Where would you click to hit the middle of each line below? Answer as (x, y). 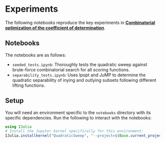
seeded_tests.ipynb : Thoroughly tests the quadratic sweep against (80, 64)
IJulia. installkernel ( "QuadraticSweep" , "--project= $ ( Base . (68, 136)
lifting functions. (28, 85)
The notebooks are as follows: (36, 55)
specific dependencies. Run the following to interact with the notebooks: (78, 118)
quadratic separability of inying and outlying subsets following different (84, 80)
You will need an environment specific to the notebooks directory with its (78, 112)
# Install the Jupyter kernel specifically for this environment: (74, 131)
